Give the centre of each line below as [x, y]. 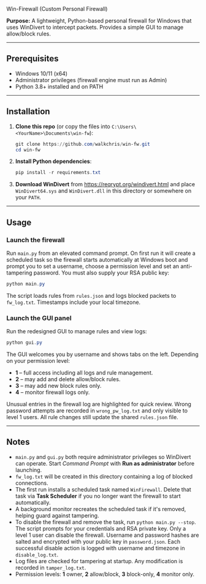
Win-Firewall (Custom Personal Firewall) [57, 9]
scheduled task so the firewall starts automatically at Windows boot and [97, 259]
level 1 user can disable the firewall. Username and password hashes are [107, 535]
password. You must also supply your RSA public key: [101, 273]
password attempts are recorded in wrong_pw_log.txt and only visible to [97, 411]
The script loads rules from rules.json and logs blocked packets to [91, 295]
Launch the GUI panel [39, 318]
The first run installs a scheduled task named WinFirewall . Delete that [103, 489]
